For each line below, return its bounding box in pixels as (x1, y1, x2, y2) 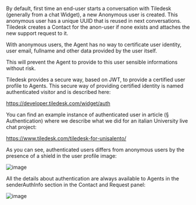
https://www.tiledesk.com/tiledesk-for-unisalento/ (6, 135, 127, 142)
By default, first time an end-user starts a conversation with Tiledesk (6, 5, 171, 12)
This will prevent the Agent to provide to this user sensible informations (6, 58, 178, 65)
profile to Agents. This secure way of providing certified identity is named (6, 82, 184, 89)
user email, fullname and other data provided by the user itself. (6, 47, 157, 54)
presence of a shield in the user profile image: (6, 152, 117, 159)
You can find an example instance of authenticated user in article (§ (6, 111, 169, 118)
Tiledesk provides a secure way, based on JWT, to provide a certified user (6, 76, 185, 83)
